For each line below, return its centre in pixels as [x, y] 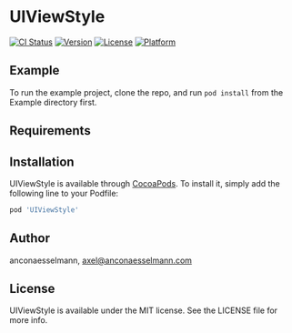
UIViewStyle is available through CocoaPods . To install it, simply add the [145, 183]
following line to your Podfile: [64, 193]
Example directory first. [53, 102]
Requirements [50, 131]
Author [30, 238]
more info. [29, 320]
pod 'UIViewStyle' [44, 210]
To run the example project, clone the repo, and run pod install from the [146, 92]
